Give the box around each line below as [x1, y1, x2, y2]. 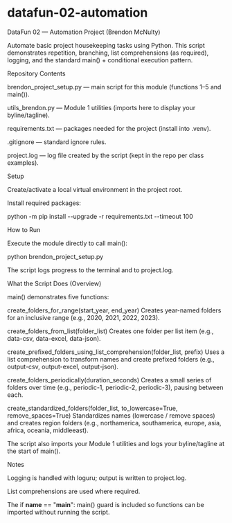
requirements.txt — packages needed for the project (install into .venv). [7, 124, 211, 132]
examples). [7, 158, 39, 167]
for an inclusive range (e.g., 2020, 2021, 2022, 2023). [7, 313, 161, 321]
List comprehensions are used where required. [7, 487, 141, 495]
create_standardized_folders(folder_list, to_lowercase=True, [7, 404, 178, 412]
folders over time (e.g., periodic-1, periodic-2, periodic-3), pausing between [7, 383, 224, 391]
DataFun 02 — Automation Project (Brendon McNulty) [7, 28, 161, 36]
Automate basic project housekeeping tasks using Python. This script [7, 41, 206, 49]
